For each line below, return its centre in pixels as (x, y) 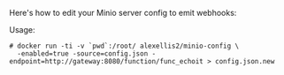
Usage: (22, 30)
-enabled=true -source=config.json (83, 54)
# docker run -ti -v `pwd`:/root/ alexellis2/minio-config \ (124, 46)
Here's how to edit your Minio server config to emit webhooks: (123, 13)
